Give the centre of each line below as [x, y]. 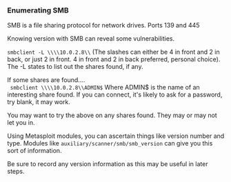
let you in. [21, 123]
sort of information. [34, 151]
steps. [16, 172]
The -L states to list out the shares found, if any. [75, 67]
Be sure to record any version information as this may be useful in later [108, 164]
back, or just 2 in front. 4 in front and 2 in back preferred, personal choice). [114, 59]
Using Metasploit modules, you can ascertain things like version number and [116, 136]
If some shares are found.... [46, 80]
